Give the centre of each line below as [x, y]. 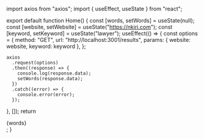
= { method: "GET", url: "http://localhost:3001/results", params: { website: [99, 40]
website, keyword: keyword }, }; [46, 46]
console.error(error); [46, 95]
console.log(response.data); [54, 73]
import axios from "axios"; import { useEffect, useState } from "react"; [94, 9]
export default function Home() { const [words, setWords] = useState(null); [100, 20]
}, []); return [21, 111]
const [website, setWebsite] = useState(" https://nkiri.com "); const [89, 27]
